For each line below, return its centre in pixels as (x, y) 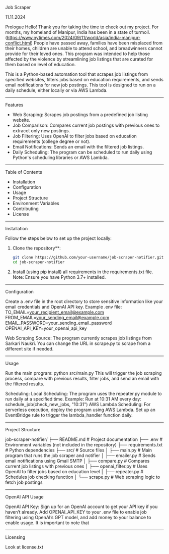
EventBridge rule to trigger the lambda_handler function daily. (69, 415)
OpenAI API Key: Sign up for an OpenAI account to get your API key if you (81, 507)
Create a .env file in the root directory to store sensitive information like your (84, 301)
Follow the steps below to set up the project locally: (59, 238)
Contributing (25, 209)
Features (14, 105)
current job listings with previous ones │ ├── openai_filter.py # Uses (76, 466)
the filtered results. (25, 384)
